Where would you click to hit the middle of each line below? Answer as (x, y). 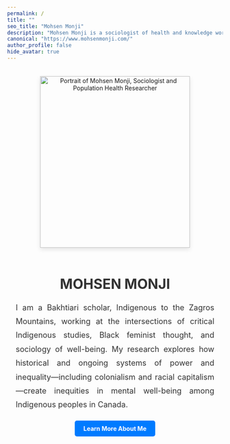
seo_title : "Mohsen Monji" (46, 26)
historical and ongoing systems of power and (115, 363)
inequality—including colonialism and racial (95, 377)
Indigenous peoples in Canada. (72, 405)
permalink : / (26, 13)
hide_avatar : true (33, 52)
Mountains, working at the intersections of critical (115, 322)
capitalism (195, 377)
